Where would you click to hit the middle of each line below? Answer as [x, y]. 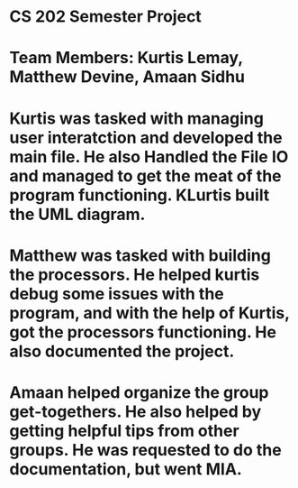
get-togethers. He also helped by [135, 411]
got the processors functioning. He [143, 332]
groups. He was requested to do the [145, 450]
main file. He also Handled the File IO [149, 157]
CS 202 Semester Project [106, 17]
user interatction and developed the [146, 138]
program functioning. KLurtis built [140, 195]
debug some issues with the [117, 294]
